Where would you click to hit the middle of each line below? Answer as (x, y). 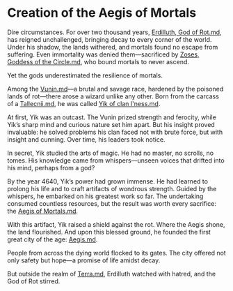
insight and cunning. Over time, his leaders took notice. (86, 139)
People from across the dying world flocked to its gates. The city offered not (116, 253)
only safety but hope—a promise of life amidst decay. (84, 260)
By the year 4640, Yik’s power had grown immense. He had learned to (108, 181)
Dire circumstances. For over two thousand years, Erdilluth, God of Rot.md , (114, 32)
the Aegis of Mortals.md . (43, 211)
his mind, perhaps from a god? (51, 167)
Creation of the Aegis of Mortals (102, 13)
